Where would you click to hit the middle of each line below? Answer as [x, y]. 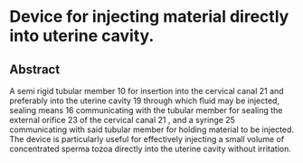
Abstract [35, 69]
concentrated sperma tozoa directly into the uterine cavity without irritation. [151, 149]
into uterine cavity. [82, 36]
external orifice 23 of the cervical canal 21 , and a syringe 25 [122, 120]
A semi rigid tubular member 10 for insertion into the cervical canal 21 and [147, 91]
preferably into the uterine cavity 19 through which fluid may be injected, [145, 101]
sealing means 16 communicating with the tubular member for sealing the [146, 110]
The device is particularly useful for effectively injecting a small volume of [147, 139]
